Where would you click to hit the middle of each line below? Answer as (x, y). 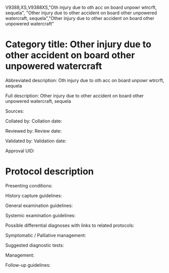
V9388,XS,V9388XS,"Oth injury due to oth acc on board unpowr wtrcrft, (81, 7)
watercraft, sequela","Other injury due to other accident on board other (80, 18)
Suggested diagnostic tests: (35, 245)
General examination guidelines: (39, 205)
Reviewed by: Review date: (34, 131)
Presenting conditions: (29, 185)
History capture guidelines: (34, 195)
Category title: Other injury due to (78, 44)
